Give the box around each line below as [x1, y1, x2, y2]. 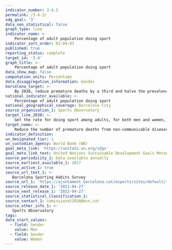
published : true [5, 46, 40, 51]
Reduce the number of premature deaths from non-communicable [14, 127, 150, 132]
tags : [5, 213, 17, 218]
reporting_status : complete [5, 50, 66, 55]
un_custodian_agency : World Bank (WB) [5, 141, 88, 146]
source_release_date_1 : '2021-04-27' [5, 184, 86, 189]
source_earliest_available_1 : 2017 [5, 160, 81, 165]
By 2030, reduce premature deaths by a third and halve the [14, 88, 145, 94]
